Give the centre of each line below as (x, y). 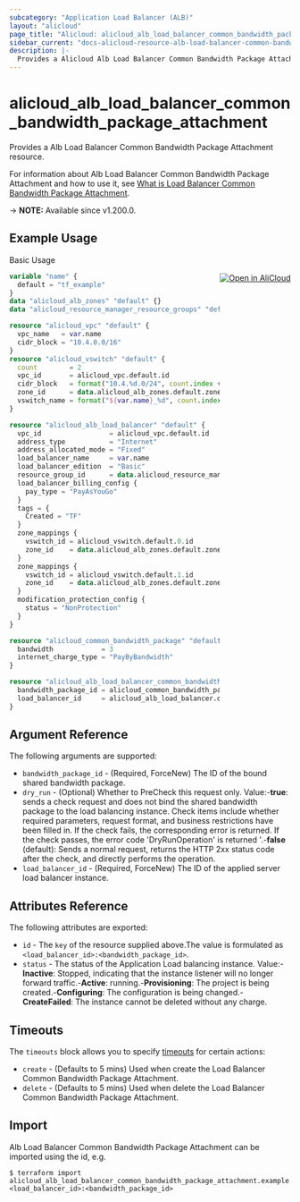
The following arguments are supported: (83, 756)
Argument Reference (69, 735)
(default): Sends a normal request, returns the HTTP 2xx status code (148, 850)
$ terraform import (46, 1172)
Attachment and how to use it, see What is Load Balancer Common (133, 183)
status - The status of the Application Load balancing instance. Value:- (153, 964)
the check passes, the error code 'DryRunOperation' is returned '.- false (154, 840)
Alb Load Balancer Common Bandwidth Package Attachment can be (135, 1147)
